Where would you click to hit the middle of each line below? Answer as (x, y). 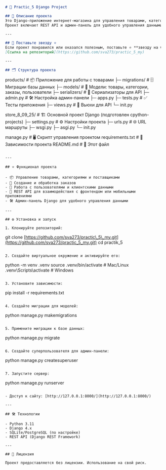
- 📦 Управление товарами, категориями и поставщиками (62, 177)
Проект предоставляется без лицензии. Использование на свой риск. (76, 463)
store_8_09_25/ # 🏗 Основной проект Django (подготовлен (67, 115)
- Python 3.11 (20, 424)
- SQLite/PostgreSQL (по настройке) (43, 432)
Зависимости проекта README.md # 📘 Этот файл (57, 144)
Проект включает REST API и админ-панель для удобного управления (75, 25)
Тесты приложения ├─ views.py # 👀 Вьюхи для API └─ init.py (69, 105)
